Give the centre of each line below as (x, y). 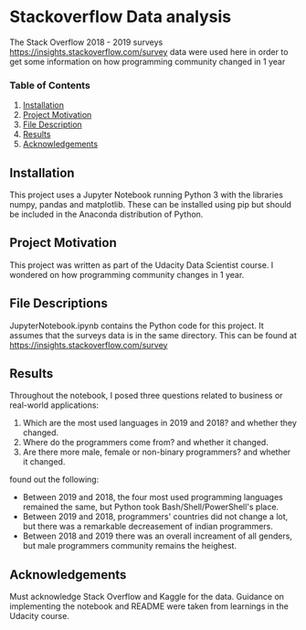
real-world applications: (54, 405)
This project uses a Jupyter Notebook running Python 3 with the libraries (146, 195)
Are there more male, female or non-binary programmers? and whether (157, 452)
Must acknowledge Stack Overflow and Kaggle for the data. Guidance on (147, 597)
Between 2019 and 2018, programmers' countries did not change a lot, (155, 517)
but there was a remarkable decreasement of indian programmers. (148, 527)
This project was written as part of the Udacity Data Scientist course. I (142, 265)
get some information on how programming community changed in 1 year (148, 61)
